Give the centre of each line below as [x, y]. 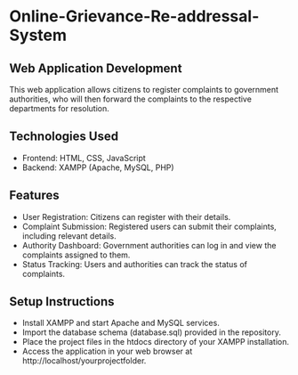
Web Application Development [96, 68]
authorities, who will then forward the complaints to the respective [130, 99]
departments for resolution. [59, 108]
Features [34, 196]
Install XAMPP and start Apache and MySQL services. [121, 323]
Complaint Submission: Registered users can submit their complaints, [149, 226]
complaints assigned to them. [76, 255]
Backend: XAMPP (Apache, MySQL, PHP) [98, 167]
